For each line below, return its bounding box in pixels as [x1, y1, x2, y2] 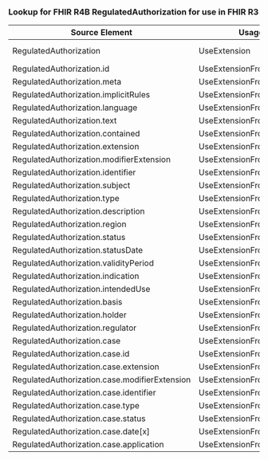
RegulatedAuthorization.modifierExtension [12, 154, 171, 165]
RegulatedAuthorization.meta [12, 77, 122, 88]
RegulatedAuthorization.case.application [12, 439, 164, 450]
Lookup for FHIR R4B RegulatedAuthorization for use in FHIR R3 [8, 6, 259, 18]
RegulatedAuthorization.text [12, 115, 117, 126]
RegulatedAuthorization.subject [12, 180, 131, 191]
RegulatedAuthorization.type [12, 193, 120, 204]
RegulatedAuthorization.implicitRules [12, 89, 150, 100]
